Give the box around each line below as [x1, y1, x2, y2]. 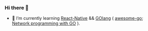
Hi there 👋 [4, 4, 29, 11]
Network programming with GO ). [11, 20, 80, 26]
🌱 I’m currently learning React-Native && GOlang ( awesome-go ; [11, 15, 144, 21]
